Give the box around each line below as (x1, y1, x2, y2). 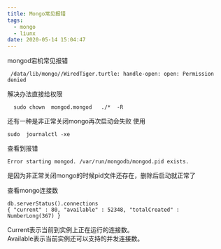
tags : (7, 17, 23, 24)
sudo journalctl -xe (7, 131, 71, 138)
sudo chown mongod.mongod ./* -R (13, 104, 124, 111)
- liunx (13, 29, 36, 37)
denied (7, 76, 27, 84)
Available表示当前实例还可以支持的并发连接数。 (7, 234, 144, 243)
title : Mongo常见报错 (7, 10, 66, 18)
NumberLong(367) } (7, 213, 61, 220)
